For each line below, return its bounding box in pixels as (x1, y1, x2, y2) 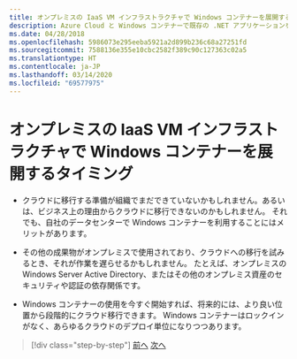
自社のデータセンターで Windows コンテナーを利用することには (45, 217, 277, 227)
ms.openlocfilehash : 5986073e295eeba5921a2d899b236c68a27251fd (9, 37, 247, 47)
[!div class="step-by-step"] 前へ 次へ (30, 340, 166, 350)
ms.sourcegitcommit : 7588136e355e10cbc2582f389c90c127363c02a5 (9, 46, 247, 55)
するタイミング (25, 164, 134, 184)
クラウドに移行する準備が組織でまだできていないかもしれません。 (21, 195, 263, 205)
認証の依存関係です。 (67, 279, 146, 290)
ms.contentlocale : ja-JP (9, 63, 101, 72)
